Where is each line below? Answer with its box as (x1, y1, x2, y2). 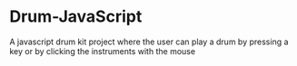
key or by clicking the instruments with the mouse (9, 45, 196, 56)
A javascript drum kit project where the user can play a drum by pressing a (9, 36, 289, 47)
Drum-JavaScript (9, 6, 143, 27)
